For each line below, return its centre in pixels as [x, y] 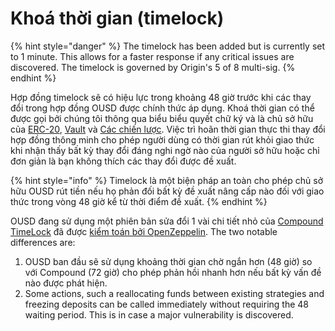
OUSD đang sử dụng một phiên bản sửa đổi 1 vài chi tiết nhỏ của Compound [167, 221]
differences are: [43, 242]
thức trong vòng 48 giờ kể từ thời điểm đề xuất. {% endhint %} [139, 201]
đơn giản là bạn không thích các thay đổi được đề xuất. [123, 161]
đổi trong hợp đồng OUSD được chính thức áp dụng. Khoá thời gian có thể [162, 108]
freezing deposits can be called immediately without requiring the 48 [166, 304]
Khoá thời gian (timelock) [117, 18]
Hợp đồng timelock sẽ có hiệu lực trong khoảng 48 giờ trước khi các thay [161, 97]
